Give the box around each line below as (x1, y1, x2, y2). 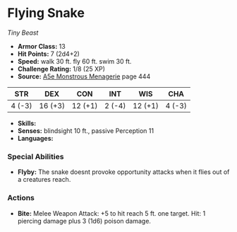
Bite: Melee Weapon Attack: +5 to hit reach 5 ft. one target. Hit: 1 (17, 209, 206, 217)
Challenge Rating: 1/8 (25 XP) (17, 64, 106, 73)
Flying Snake (7, 5, 85, 21)
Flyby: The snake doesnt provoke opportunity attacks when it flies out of (17, 168, 230, 176)
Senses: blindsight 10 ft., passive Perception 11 (17, 126, 154, 135)
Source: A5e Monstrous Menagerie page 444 (17, 72, 151, 81)
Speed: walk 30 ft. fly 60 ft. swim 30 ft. (17, 57, 132, 65)
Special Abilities (7, 151, 64, 161)
